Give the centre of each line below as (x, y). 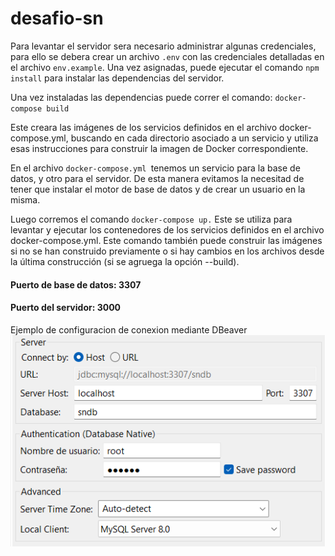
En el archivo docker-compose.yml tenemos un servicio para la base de (155, 168)
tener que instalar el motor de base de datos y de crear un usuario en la (158, 189)
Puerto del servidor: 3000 (66, 308)
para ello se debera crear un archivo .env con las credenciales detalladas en (167, 56)
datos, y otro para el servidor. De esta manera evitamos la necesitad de (157, 178)
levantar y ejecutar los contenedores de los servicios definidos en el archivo (167, 229)
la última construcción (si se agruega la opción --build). (125, 261)
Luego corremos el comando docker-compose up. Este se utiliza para (151, 219)
